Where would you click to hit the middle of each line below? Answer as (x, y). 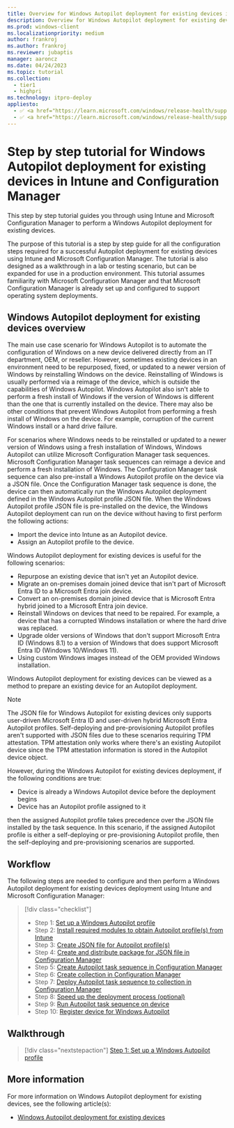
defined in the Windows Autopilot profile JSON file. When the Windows (109, 499)
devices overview (46, 328)
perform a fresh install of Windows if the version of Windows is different (111, 397)
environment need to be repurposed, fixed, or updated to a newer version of (117, 367)
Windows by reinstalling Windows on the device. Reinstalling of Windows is (115, 375)
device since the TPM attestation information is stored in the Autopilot (107, 750)
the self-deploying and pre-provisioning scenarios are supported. (101, 843)
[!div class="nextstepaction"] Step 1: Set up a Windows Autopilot (117, 1050)
